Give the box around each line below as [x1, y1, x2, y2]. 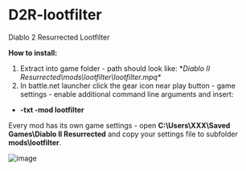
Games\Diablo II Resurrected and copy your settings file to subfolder [8, 129, 239, 139]
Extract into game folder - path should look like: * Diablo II [19, 63, 211, 73]
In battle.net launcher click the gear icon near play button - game [19, 81, 236, 90]
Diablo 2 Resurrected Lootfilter [8, 32, 110, 42]
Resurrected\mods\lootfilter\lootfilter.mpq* [19, 72, 162, 81]
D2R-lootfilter [8, 6, 102, 24]
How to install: [8, 48, 58, 57]
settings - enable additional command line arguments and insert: [19, 89, 234, 98]
